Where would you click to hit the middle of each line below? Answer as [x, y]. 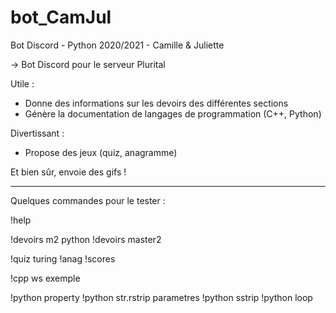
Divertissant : [37, 133]
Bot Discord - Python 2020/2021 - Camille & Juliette [117, 45]
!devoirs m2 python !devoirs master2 [86, 239]
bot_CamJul [61, 17]
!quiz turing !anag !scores [63, 258]
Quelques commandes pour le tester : [88, 200]
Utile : [22, 83]
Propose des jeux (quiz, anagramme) [101, 152]
